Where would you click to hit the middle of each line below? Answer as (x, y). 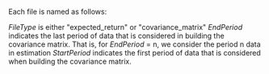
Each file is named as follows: (58, 12)
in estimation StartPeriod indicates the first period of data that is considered (134, 53)
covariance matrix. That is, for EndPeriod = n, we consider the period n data (134, 44)
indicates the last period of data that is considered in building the (116, 36)
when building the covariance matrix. (70, 61)
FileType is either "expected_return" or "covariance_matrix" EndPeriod (126, 27)
